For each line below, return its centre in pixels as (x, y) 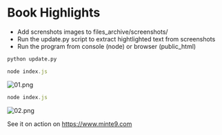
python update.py (32, 59)
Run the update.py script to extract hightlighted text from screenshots (116, 39)
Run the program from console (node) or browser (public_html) (107, 46)
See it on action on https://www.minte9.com (70, 124)
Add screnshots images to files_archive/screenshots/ (92, 32)
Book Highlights (54, 13)
